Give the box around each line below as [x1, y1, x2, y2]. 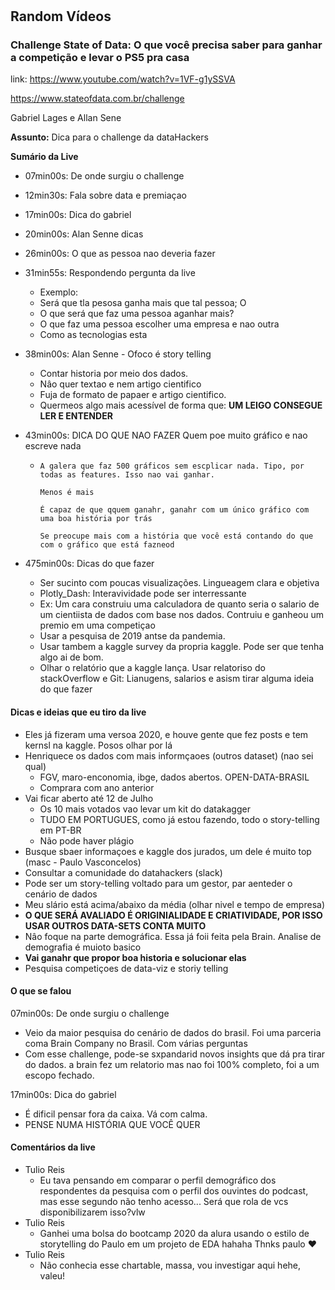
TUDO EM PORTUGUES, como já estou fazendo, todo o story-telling [39, 813, 320, 825]
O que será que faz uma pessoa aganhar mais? [39, 308, 235, 320]
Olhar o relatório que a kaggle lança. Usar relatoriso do [39, 662, 266, 674]
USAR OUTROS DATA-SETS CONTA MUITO [24, 919, 207, 932]
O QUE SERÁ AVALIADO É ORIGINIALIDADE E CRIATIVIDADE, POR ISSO [24, 909, 323, 921]
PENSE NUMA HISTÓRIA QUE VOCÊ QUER [24, 1118, 201, 1130]
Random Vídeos [10, 8, 112, 25]
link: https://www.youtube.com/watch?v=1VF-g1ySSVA [10, 73, 236, 85]
